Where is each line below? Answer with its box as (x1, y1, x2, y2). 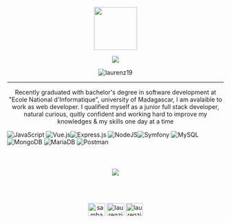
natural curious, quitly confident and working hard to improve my (23, 110, 208, 118)
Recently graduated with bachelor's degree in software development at (14, 89, 217, 96)
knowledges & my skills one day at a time (57, 117, 174, 126)
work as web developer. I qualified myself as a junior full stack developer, (11, 103, 220, 110)
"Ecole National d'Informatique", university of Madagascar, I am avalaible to (8, 95, 223, 104)
